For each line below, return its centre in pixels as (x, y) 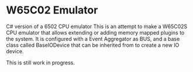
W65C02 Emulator (52, 10)
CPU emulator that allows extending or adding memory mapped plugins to (95, 32)
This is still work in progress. (40, 63)
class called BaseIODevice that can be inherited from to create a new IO (93, 45)
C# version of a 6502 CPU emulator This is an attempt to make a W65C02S (97, 26)
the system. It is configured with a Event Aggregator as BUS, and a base (93, 39)
